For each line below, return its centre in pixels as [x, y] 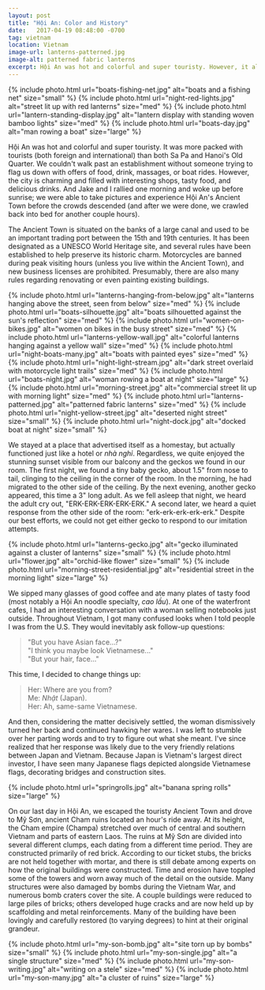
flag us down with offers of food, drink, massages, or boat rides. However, [129, 172]
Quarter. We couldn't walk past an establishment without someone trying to [131, 164]
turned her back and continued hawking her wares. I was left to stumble [125, 730]
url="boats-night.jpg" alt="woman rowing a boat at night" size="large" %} [129, 379]
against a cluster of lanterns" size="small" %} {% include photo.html [119, 552]
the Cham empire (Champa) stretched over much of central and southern [127, 828]
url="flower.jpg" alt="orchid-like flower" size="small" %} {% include [119, 561]
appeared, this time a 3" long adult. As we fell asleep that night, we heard [127, 495]
